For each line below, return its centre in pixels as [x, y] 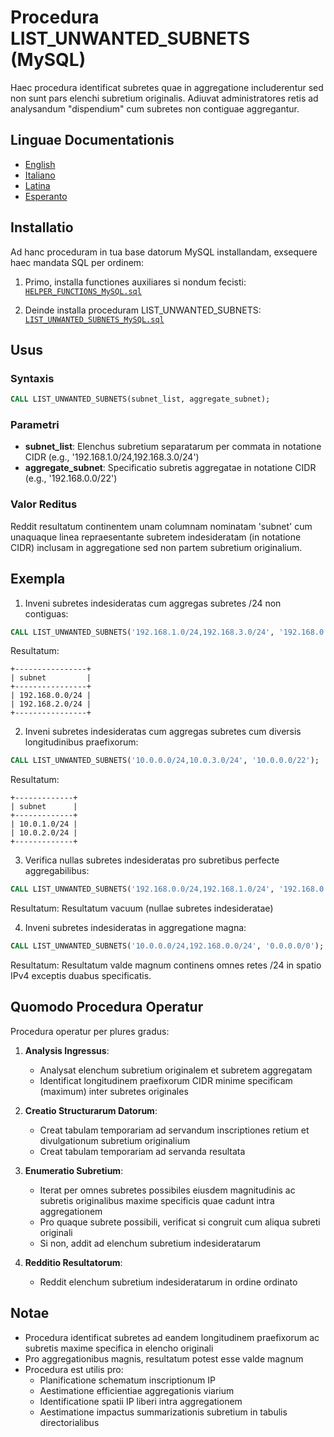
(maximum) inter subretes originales [114, 1091]
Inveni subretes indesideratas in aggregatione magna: [135, 928]
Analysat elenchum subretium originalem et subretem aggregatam [176, 1070]
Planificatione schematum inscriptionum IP [128, 1380]
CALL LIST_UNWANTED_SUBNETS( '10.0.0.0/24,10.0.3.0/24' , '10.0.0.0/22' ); [165, 761]
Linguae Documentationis [92, 140]
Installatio [42, 227]
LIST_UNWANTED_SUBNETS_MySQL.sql [94, 319]
